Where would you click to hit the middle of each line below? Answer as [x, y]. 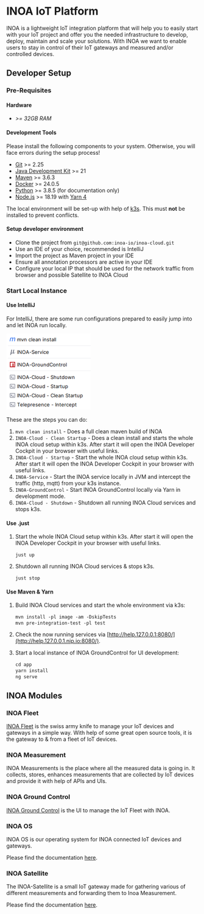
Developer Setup [39, 73]
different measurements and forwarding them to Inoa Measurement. [91, 893]
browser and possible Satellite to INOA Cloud [72, 275]
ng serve [26, 677]
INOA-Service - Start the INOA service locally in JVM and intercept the [103, 476]
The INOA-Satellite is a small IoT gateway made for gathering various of [96, 887]
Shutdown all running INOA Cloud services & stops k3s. [85, 566]
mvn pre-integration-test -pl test [60, 623]
